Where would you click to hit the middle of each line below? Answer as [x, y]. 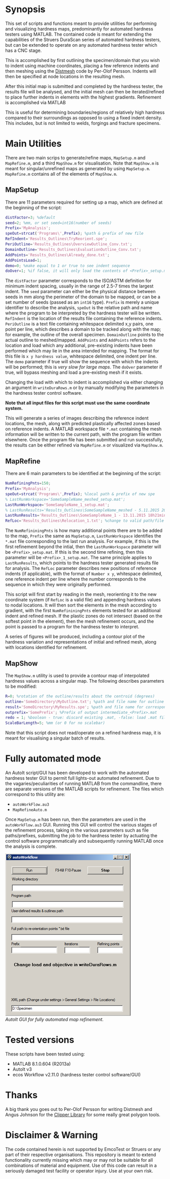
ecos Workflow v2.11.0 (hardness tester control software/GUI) [76, 1075]
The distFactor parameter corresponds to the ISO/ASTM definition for [78, 281]
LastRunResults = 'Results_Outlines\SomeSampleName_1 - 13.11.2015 [75, 516]
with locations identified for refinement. [46, 647]
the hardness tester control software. [44, 393]
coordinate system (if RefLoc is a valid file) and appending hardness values [83, 600]
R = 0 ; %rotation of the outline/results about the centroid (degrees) [80, 696]
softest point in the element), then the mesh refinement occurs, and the [80, 621]
